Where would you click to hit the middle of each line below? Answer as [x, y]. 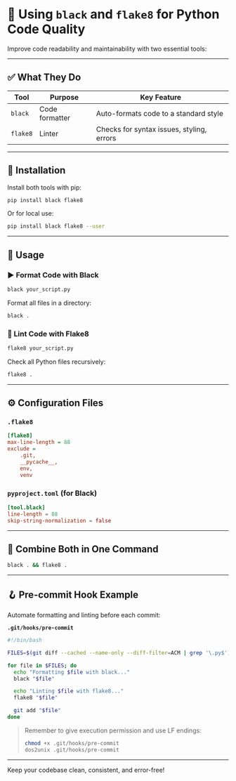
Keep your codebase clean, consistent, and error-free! [86, 770]
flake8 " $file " [36, 698]
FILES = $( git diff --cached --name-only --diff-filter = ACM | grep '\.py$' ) [119, 652]
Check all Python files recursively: [57, 362]
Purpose [65, 97]
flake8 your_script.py [40, 348]
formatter [55, 117]
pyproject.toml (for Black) [52, 493]
